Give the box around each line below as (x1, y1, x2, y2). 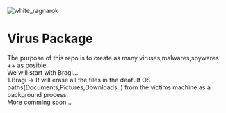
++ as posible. (7, 61, 49, 69)
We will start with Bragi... (7, 68, 79, 76)
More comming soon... (7, 98, 72, 106)
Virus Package (7, 31, 94, 46)
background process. (7, 90, 68, 98)
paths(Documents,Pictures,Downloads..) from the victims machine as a (7, 83, 211, 92)
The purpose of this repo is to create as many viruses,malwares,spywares (7, 53, 219, 62)
